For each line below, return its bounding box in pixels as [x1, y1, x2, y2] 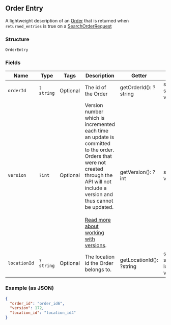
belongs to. [84, 266, 112, 273]
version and [84, 191, 113, 198]
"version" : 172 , [10, 306, 44, 311]
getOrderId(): [120, 84, 152, 91]
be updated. [84, 204, 113, 211]
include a [84, 184, 107, 192]
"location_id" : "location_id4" [10, 310, 76, 315]
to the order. [84, 146, 115, 153]
